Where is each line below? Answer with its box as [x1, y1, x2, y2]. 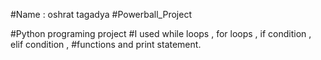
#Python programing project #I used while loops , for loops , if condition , [10, 28, 312, 39]
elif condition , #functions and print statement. [10, 39, 202, 50]
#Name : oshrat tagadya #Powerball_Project [10, 9, 192, 20]
